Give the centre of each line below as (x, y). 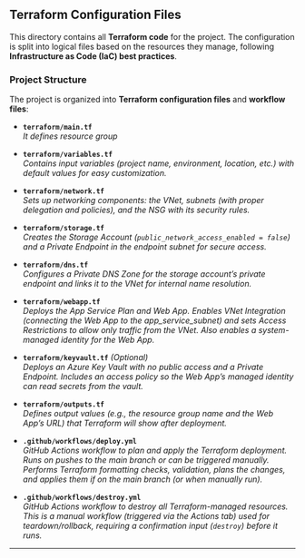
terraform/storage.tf (63, 229)
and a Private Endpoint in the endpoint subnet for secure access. (144, 247)
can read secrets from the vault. (83, 387)
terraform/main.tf (57, 127)
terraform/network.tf (63, 191)
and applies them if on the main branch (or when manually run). (143, 479)
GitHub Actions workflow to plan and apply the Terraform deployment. (155, 450)
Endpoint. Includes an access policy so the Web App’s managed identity (158, 377)
